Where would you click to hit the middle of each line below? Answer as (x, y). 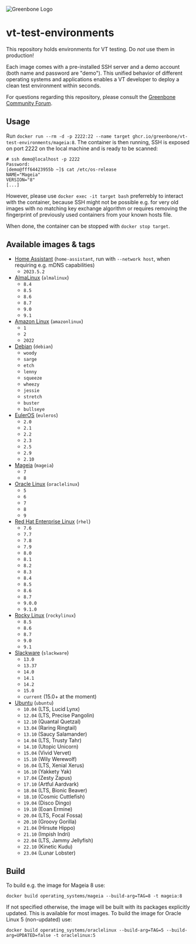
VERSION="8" (21, 180)
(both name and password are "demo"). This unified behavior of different (94, 73)
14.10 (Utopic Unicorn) (51, 746)
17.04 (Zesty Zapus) (48, 777)
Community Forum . (29, 103)
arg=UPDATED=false (28, 936)
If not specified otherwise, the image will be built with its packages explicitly (98, 907)
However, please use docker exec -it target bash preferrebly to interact (95, 196)
